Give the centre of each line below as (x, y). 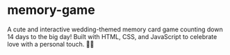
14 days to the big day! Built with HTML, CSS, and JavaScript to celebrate (112, 36)
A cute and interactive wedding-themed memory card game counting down (115, 29)
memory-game (51, 10)
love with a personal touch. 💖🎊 (51, 44)
